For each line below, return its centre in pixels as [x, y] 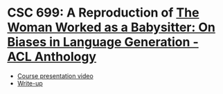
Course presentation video [55, 76]
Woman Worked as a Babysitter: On [111, 27]
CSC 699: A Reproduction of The [103, 13]
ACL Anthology [52, 57]
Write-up [30, 83]
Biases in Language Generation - [103, 42]
